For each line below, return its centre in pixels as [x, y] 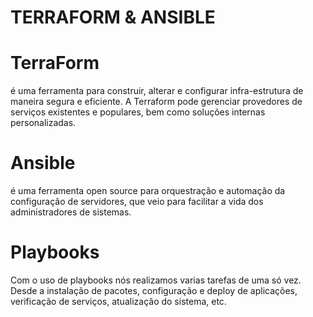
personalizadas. [43, 123]
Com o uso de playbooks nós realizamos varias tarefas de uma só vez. [156, 280]
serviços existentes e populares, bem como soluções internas [138, 112]
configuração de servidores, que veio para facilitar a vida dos [137, 202]
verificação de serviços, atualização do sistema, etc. [118, 301]
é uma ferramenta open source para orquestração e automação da [148, 191]
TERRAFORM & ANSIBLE [113, 17]
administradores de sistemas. [71, 212]
